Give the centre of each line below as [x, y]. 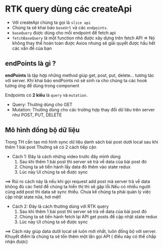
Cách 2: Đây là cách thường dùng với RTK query [60, 206]
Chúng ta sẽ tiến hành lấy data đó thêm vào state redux [75, 167]
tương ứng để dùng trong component [42, 86]
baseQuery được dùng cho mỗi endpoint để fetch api [64, 33]
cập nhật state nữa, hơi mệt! [33, 197]
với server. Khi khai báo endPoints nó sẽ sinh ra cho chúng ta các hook [76, 80]
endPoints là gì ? [30, 63]
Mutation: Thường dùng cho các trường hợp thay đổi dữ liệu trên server [83, 109]
